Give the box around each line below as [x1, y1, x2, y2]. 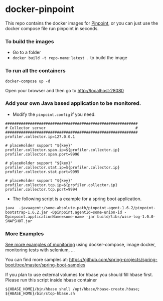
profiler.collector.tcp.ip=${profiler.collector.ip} [5, 182, 118, 188]
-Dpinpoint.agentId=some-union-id [50, 210, 122, 215]
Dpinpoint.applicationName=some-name [5, 214, 84, 219]
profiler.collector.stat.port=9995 [5, 169, 80, 174]
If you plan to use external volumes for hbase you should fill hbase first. [5, 272, 153, 278]
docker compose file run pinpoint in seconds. [5, 25, 99, 31]
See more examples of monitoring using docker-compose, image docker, [5, 242, 156, 248]
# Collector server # [5, 125, 138, 130]
